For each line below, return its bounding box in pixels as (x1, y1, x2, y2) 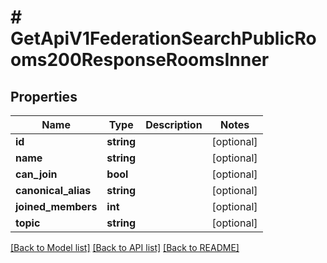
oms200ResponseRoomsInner (10, 49, 270, 71)
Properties (10, 88, 78, 105)
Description (145, 118, 203, 131)
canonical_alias (15, 184, 92, 197)
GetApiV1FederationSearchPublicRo (10, 27, 317, 50)
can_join (15, 167, 58, 181)
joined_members (15, 200, 98, 213)
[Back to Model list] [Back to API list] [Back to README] (10, 242, 240, 253)
